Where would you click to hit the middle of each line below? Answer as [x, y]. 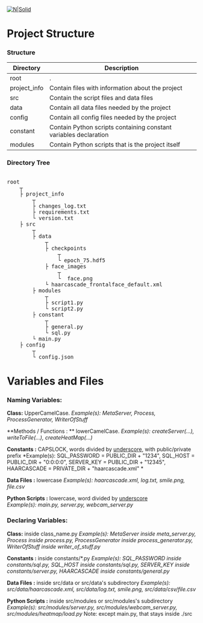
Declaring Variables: [37, 520]
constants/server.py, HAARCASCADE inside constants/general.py [88, 571]
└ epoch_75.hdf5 [82, 260]
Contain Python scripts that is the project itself [115, 145]
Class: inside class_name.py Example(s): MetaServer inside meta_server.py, [101, 534]
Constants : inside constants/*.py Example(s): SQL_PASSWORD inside [94, 558]
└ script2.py [64, 308]
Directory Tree [29, 163]
